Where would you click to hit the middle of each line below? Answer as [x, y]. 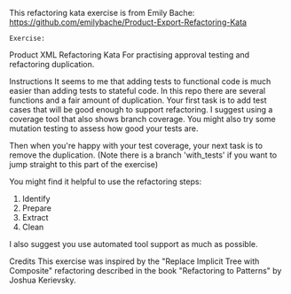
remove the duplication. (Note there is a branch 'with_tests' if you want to [143, 155]
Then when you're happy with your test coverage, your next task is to [136, 146]
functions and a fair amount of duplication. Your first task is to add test [138, 100]
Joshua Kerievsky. [43, 280]
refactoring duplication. [52, 64]
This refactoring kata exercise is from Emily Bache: [102, 13]
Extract [35, 217]
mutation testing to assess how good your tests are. [104, 128]
